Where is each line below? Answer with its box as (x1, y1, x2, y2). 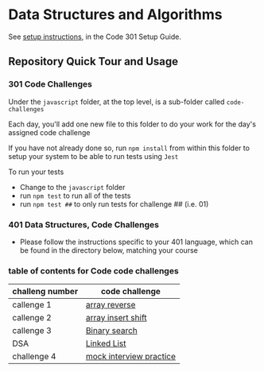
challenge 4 (12, 351, 56, 362)
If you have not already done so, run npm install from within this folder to (8, 143, 250, 153)
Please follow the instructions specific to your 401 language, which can (19, 237, 253, 246)
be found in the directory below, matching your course (19, 245, 199, 255)
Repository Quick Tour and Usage (8, 55, 179, 68)
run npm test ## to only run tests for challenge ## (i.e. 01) (19, 199, 209, 208)
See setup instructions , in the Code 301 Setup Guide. (8, 32, 181, 41)
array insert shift (85, 312, 147, 324)
